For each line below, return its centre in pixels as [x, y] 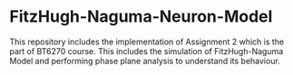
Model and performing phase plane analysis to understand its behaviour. [145, 61]
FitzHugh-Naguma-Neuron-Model [141, 17]
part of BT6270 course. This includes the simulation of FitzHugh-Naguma [146, 51]
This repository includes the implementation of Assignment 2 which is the [146, 42]
